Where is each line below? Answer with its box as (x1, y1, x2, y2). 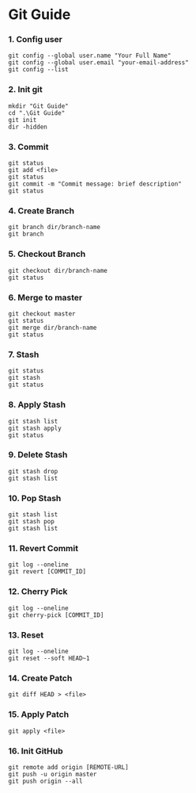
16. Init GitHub (8, 745, 63, 757)
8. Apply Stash (8, 399, 66, 410)
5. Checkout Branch (8, 248, 86, 259)
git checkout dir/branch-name (8, 266, 108, 274)
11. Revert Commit (8, 543, 79, 554)
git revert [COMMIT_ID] (8, 568, 87, 576)
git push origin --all (8, 777, 83, 785)
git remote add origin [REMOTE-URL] (8, 763, 129, 771)
